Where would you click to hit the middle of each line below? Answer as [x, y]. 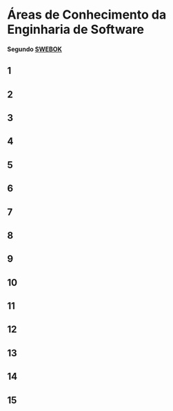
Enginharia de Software [76, 29]
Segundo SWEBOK [34, 49]
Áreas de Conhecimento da [87, 15]
